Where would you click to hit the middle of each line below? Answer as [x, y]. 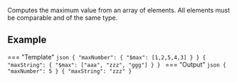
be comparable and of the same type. [63, 18]
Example [27, 40]
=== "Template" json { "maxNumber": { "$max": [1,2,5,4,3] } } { [107, 57]
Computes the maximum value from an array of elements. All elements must [118, 10]
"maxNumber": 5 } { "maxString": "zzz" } [70, 71]
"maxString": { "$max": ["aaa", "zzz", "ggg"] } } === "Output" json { [117, 64]
